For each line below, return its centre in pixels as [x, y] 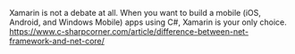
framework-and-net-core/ [57, 41]
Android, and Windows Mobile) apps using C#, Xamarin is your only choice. [148, 22]
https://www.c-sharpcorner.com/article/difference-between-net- [129, 31]
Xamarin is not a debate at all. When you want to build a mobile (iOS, [135, 13]
